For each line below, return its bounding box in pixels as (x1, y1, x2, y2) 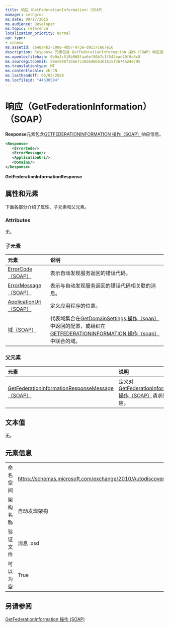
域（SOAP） (8, 326, 37, 333)
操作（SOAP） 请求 (118, 392, 162, 399)
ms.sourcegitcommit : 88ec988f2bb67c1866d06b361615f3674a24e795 (5, 59, 141, 64)
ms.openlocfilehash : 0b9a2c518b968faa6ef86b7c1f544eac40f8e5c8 (5, 54, 141, 59)
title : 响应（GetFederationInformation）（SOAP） (5, 7, 105, 13)
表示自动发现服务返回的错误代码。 (50, 270, 131, 277)
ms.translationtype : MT (5, 63, 55, 68)
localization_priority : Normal (5, 31, 71, 36)
